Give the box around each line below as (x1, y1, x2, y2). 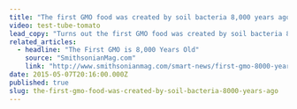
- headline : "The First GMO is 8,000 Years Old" (17, 46, 200, 54)
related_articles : (9, 37, 77, 47)
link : (25, 62, 46, 71)
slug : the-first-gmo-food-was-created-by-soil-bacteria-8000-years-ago (9, 86, 278, 95)
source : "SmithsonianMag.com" (25, 54, 137, 62)
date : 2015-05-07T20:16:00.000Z (9, 70, 128, 79)
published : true (9, 78, 69, 87)
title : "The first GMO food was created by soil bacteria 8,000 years (9, 12, 275, 22)
